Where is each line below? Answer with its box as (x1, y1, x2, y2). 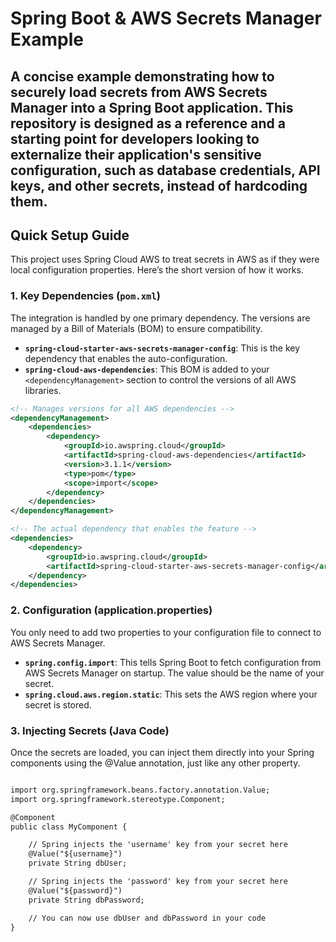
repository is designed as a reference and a (10, 115, 286, 132)
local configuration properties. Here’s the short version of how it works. (10, 264, 304, 276)
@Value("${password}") (28, 885, 123, 896)
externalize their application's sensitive (10, 146, 262, 163)
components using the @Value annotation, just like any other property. (10, 757, 301, 769)
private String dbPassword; (28, 895, 145, 905)
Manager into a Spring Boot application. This (10, 99, 294, 116)
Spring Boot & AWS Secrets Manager (10, 7, 322, 30)
